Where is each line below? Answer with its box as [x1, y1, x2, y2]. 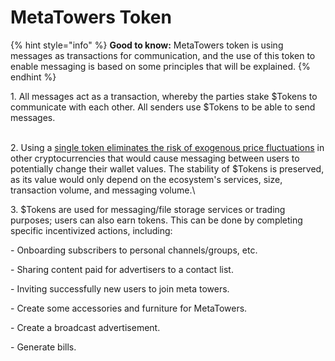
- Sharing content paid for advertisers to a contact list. [10, 263, 234, 275]
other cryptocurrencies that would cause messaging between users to [10, 152, 300, 164]
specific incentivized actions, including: [10, 224, 173, 236]
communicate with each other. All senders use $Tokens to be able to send [10, 101, 316, 113]
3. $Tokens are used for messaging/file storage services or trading [10, 203, 286, 215]
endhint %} [10, 71, 57, 83]
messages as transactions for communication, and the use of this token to [10, 49, 316, 61]
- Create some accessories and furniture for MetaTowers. [10, 302, 248, 314]
